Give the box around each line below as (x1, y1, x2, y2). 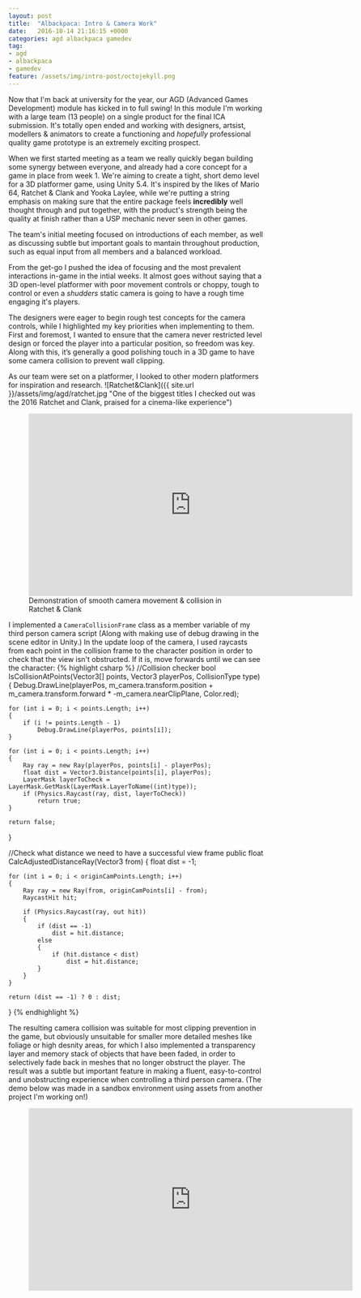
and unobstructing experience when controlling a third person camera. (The (8, 1074, 261, 1084)
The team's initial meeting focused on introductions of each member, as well (8, 229, 263, 239)
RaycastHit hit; (23, 893, 79, 901)
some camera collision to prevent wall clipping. (8, 355, 165, 365)
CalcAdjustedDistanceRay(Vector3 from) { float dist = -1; (8, 857, 197, 866)
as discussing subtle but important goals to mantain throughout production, (8, 238, 260, 247)
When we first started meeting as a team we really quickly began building (8, 153, 253, 163)
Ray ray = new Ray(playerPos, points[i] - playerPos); (23, 761, 212, 769)
